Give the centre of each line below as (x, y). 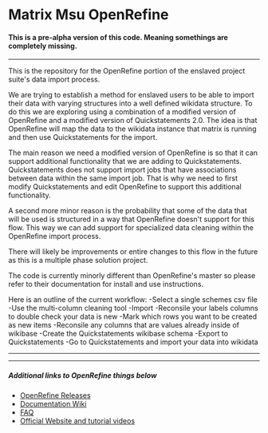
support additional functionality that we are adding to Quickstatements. (125, 161)
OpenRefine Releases (55, 395)
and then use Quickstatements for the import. (83, 137)
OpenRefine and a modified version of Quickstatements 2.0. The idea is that (133, 121)
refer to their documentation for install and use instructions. (106, 284)
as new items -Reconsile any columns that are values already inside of (124, 325)
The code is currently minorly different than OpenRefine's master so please (132, 276)
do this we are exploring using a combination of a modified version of (122, 112)
